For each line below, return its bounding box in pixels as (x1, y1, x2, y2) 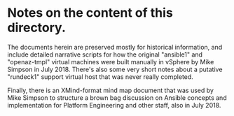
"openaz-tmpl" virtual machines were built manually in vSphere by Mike (7, 57, 214, 66)
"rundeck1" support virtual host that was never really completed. (7, 72, 194, 81)
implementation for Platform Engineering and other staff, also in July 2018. (7, 101, 221, 109)
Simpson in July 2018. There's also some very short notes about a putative (7, 65, 223, 73)
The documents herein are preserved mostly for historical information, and (7, 43, 223, 51)
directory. (7, 20, 67, 36)
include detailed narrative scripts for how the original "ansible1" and (7, 50, 203, 59)
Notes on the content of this (7, 5, 173, 21)
